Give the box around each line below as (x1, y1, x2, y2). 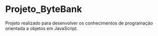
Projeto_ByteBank (5, 3, 82, 15)
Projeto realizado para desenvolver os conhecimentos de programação (5, 20, 153, 26)
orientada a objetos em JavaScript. (5, 25, 78, 31)
